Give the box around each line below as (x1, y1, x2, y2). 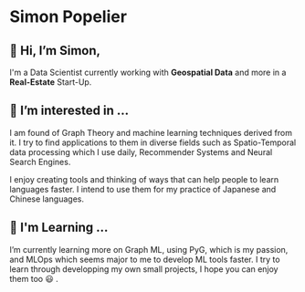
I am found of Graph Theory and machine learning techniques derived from (9, 127, 292, 138)
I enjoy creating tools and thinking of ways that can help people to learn (9, 173, 279, 184)
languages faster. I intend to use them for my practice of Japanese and (9, 183, 277, 194)
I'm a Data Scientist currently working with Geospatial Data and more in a (9, 67, 287, 78)
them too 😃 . (9, 273, 58, 284)
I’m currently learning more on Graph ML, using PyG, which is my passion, (9, 244, 289, 255)
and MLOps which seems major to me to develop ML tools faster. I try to (9, 254, 280, 265)
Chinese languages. (9, 193, 85, 204)
